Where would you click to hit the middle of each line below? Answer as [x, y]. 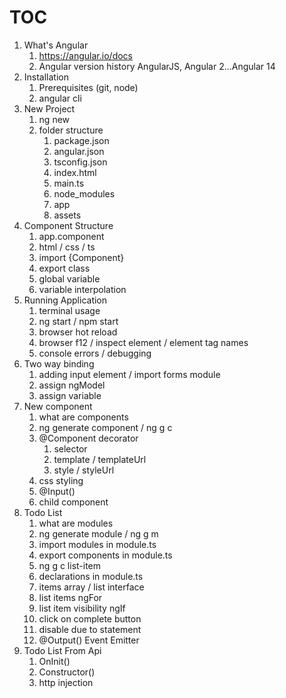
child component [73, 502]
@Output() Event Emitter [89, 640]
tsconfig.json [80, 162]
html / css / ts [67, 247]
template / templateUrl [100, 459]
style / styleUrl [84, 470]
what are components [83, 417]
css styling [61, 480]
